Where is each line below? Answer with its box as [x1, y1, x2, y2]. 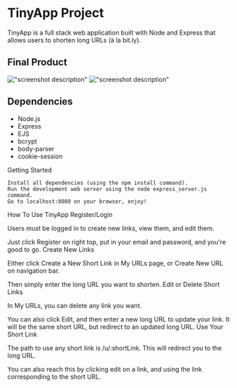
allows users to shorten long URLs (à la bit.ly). [7, 35, 141, 44]
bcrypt [17, 136, 37, 146]
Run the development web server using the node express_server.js [7, 185, 207, 192]
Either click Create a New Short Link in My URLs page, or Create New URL [7, 259, 224, 267]
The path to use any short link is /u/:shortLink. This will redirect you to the [7, 343, 222, 352]
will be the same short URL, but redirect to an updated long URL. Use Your [7, 322, 224, 331]
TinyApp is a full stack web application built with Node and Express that [7, 28, 216, 37]
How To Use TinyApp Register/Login [7, 210, 113, 218]
